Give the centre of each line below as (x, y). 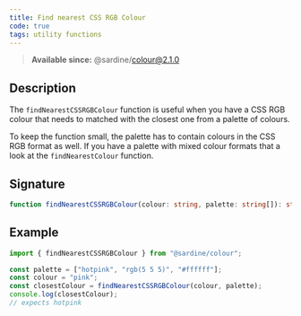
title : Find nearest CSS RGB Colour (77, 18)
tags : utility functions (56, 34)
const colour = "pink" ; (54, 278)
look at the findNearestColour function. (82, 156)
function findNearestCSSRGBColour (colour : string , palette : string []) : (146, 205)
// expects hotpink (46, 303)
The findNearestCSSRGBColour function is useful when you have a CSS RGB (147, 110)
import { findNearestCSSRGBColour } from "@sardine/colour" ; (126, 253)
